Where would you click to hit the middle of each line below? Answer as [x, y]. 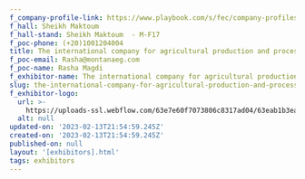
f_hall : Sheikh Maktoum [54, 26]
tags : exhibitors [42, 160]
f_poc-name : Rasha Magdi [56, 69]
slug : [20, 85]
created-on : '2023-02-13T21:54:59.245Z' [87, 136]
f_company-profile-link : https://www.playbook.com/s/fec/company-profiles [154, 18]
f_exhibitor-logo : [44, 93]
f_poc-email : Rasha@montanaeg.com [75, 60]
